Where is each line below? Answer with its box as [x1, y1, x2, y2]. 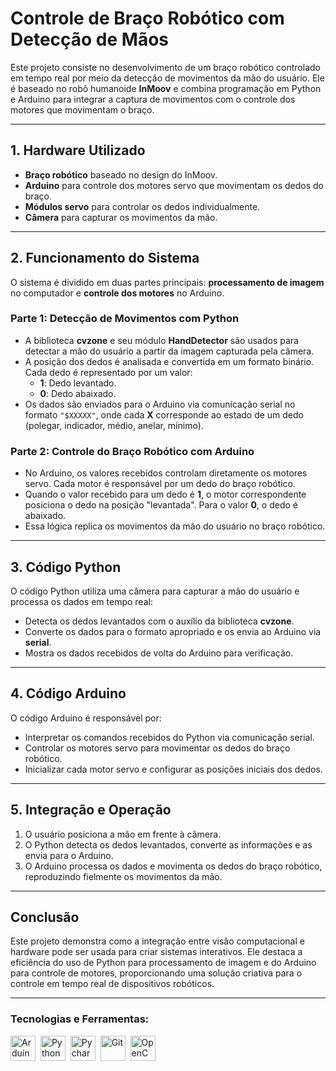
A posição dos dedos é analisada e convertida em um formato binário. [24, 355, 315, 367]
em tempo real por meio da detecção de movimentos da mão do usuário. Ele [10, 72, 325, 84]
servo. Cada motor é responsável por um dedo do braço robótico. [24, 478, 297, 490]
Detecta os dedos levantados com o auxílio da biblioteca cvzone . [24, 615, 295, 627]
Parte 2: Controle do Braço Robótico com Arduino [10, 444, 255, 458]
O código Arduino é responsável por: [10, 712, 162, 724]
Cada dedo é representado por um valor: [24, 366, 193, 378]
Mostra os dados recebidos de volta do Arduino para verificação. [24, 647, 294, 659]
